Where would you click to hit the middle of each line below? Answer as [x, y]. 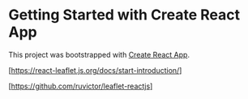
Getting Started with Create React [124, 15]
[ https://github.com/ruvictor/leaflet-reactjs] [81, 86]
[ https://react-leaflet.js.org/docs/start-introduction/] [95, 70]
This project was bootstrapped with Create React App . [99, 54]
